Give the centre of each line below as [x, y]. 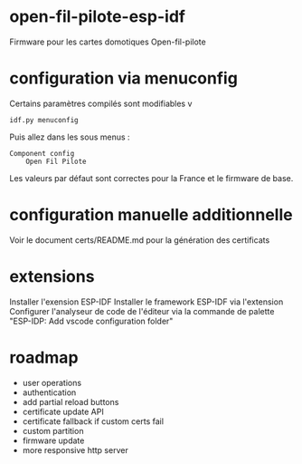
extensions [52, 276]
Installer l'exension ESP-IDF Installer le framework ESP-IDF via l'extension [146, 302]
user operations [52, 382]
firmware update [53, 440]
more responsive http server [75, 449]
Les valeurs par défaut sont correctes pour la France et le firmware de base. [151, 178]
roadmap [44, 358]
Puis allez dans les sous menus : [70, 137]
